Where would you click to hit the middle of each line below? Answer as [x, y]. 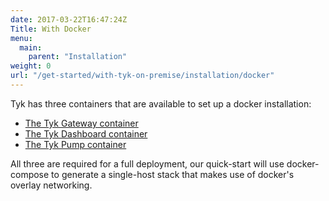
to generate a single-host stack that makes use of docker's [173, 174]
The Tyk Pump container [75, 144]
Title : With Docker [51, 29]
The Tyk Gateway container [81, 123]
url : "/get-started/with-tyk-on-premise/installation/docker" [142, 76]
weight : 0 [31, 66]
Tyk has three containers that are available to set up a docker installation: [161, 103]
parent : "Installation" [78, 57]
